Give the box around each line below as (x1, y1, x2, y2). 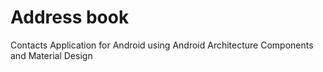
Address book (10, 6, 130, 29)
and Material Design (10, 49, 93, 61)
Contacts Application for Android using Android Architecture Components (10, 39, 314, 51)
